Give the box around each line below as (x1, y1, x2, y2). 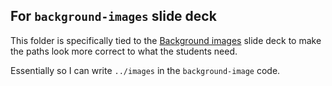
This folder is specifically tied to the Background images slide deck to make (10, 34, 322, 46)
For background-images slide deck (10, 8, 217, 25)
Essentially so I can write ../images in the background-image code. (10, 64, 281, 76)
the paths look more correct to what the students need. (10, 45, 238, 57)
